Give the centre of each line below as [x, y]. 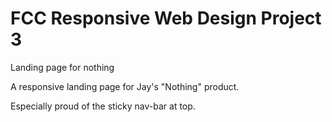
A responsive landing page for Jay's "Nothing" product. [125, 86]
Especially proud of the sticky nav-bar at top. [103, 106]
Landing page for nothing [62, 67]
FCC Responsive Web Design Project [166, 18]
